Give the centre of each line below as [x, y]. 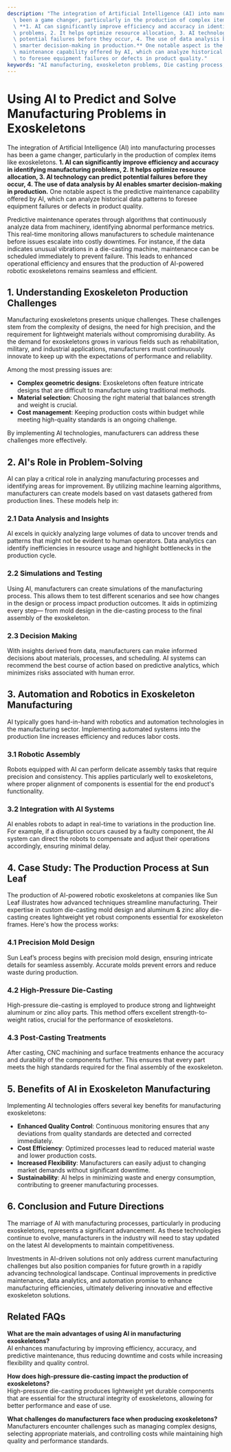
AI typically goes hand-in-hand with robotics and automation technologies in [115, 722]
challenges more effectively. [47, 440]
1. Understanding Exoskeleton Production [98, 292]
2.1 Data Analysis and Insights [58, 519]
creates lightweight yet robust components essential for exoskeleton [126, 917]
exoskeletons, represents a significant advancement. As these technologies [114, 1230]
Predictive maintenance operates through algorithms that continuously [107, 219]
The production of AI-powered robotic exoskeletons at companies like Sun [112, 895]
